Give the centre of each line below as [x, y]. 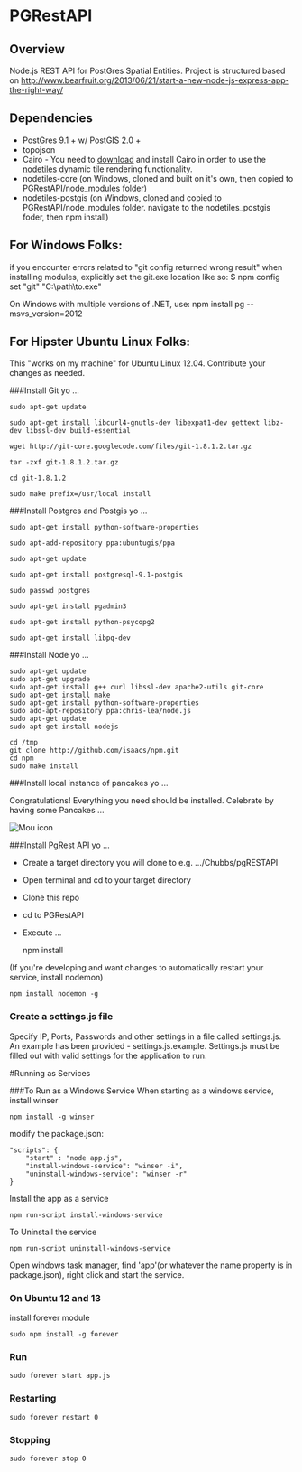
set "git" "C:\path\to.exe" [55, 286]
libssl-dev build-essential [78, 431]
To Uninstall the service [53, 1232]
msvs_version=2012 [46, 314]
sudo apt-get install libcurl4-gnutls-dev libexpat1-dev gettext [134, 423]
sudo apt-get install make [60, 695]
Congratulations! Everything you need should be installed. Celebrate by [142, 801]
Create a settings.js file [61, 1017]
